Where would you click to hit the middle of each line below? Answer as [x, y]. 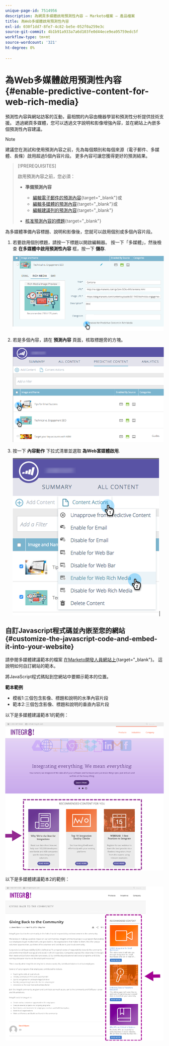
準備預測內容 [38, 187]
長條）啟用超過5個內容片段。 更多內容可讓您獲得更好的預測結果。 [82, 155]
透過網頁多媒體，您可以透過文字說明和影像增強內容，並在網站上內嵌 [86, 123]
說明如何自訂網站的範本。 [32, 666]
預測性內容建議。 [27, 129]
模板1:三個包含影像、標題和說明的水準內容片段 [60, 698]
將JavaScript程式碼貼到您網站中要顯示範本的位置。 [58, 676]
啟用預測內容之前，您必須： [46, 176]
